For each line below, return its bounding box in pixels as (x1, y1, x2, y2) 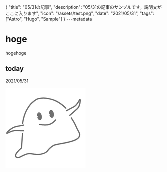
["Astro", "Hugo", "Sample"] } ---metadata (5, 16, 92, 22)
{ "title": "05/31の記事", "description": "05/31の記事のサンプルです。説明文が (5, 4, 162, 10)
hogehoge (5, 50, 27, 56)
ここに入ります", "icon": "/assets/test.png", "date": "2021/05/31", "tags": (5, 10, 154, 16)
